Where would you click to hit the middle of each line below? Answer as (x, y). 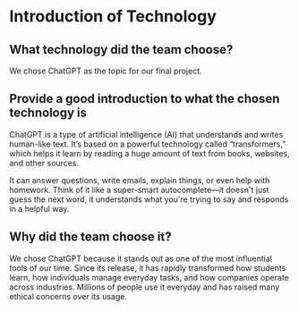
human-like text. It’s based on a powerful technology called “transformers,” (148, 144)
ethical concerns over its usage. (68, 296)
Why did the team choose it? (90, 237)
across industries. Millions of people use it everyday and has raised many (145, 287)
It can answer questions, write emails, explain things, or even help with (140, 180)
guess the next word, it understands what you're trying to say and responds (149, 199)
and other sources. (44, 163)
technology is (48, 113)
